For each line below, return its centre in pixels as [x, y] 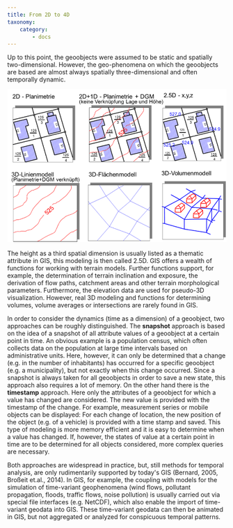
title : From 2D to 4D [39, 15]
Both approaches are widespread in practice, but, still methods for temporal [115, 465]
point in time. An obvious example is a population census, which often [107, 340]
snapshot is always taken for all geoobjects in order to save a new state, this [116, 377]
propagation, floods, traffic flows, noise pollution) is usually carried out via [114, 495]
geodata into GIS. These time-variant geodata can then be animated [126, 509]
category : [34, 29]
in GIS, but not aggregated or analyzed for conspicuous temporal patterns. [114, 517]
